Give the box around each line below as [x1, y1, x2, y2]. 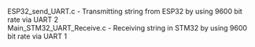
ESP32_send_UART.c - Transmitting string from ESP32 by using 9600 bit [7, 7, 243, 16]
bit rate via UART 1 [7, 31, 68, 41]
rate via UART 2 [7, 15, 59, 24]
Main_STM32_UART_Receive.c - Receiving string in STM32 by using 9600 [7, 23, 248, 32]
